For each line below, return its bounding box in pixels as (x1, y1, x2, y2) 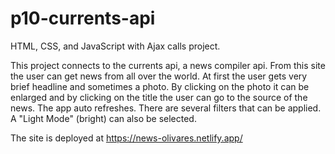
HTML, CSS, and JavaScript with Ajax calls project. (10, 40, 221, 52)
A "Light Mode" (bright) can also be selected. (10, 112, 197, 124)
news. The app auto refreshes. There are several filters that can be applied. (10, 102, 322, 114)
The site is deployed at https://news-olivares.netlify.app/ (10, 132, 243, 144)
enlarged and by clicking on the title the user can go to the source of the (10, 91, 308, 103)
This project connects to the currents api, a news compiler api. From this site (10, 59, 326, 71)
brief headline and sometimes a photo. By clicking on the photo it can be (10, 80, 310, 92)
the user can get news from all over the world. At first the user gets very (10, 70, 308, 82)
